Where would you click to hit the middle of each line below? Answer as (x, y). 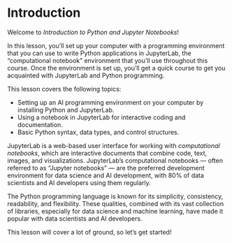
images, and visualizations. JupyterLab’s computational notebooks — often (115, 160)
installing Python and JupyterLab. (66, 110)
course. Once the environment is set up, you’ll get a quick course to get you (116, 68)
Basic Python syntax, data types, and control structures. (98, 132)
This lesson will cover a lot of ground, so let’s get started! (89, 232)
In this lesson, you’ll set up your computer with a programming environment (116, 45)
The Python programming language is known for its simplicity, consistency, (115, 196)
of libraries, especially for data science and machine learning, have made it (115, 211)
